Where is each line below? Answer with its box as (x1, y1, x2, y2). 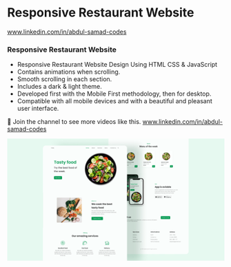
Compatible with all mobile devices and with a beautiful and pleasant (17, 97, 212, 105)
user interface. (17, 105, 59, 113)
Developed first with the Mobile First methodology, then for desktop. (17, 89, 212, 98)
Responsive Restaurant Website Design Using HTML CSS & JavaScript (17, 61, 218, 69)
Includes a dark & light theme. (17, 83, 102, 91)
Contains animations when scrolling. (17, 67, 121, 76)
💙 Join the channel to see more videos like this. (7, 118, 141, 126)
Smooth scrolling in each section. (17, 75, 112, 83)
